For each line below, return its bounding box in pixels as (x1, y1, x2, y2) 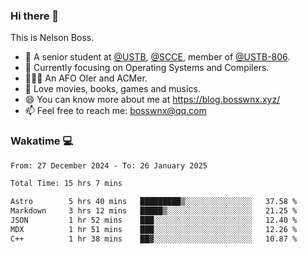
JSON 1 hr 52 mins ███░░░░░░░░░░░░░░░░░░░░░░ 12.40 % (10, 215, 298, 226)
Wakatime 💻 (10, 134, 74, 148)
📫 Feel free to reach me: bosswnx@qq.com (24, 105, 207, 117)
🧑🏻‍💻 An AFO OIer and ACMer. (24, 72, 148, 84)
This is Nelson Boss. (10, 32, 95, 44)
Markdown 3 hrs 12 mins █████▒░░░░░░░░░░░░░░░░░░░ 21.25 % (10, 206, 298, 216)
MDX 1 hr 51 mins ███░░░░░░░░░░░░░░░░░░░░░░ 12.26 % (10, 224, 298, 234)
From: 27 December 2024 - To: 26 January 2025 (10, 160, 208, 171)
